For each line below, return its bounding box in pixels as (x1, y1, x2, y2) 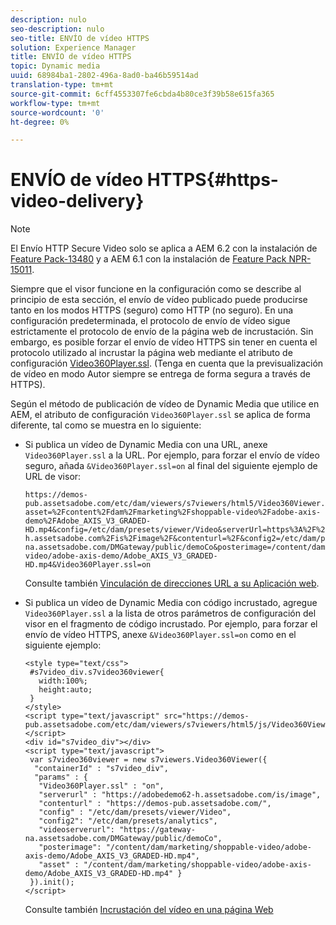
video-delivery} (10, 190, 145, 213)
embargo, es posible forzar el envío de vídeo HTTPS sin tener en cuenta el (10, 336, 318, 348)
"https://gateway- (119, 825, 196, 835)
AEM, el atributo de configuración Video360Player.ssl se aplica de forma (10, 409, 311, 421)
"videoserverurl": (38, 825, 115, 835)
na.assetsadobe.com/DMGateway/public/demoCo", (24, 834, 223, 844)
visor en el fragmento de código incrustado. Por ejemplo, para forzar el (24, 618, 318, 630)
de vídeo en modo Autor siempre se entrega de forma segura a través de (10, 368, 311, 380)
